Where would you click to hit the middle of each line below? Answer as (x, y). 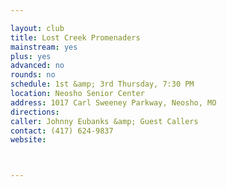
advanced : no (37, 66)
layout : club (37, 28)
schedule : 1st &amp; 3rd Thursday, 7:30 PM (102, 84)
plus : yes (31, 56)
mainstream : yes (44, 47)
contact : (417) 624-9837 (62, 131)
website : (28, 140)
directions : (35, 112)
